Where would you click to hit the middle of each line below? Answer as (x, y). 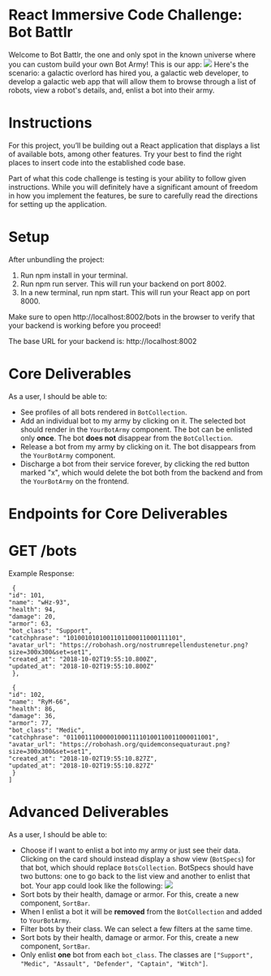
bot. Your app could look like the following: (91, 885)
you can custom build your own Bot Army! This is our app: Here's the (129, 64)
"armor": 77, (30, 723)
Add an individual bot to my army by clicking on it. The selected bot (133, 420)
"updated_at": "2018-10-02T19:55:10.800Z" (81, 666)
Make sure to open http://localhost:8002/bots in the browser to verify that (132, 316)
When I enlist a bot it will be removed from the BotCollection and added (141, 911)
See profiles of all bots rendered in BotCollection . (103, 412)
